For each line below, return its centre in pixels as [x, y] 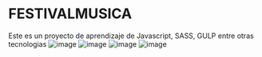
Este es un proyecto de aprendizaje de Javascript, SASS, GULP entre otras [131, 36]
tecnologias [28, 44]
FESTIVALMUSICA [70, 14]
